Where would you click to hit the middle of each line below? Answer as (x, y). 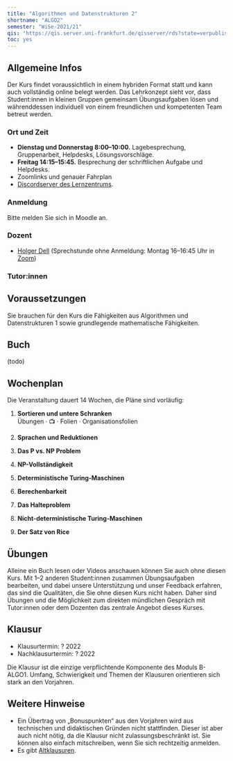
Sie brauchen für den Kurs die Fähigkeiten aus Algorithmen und (98, 315)
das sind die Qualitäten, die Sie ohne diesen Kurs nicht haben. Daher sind (112, 593)
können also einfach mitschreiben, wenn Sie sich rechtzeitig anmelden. (119, 743)
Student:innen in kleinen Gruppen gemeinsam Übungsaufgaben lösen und (113, 99)
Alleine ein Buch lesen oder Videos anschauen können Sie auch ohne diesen (116, 571)
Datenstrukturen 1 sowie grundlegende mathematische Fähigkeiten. (103, 323)
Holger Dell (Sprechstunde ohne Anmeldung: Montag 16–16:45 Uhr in (116, 251)
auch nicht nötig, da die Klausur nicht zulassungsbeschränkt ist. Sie (114, 735)
